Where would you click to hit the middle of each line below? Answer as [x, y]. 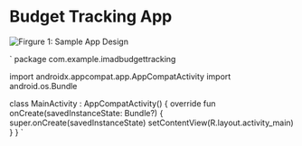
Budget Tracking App [91, 17]
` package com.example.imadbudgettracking [93, 59]
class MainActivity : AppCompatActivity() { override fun [113, 103]
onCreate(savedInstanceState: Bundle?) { [86, 113]
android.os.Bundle [43, 86]
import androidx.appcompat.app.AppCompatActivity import [120, 76]
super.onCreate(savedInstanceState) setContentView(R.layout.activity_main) [151, 123]
